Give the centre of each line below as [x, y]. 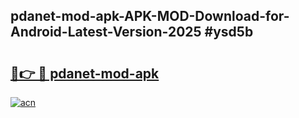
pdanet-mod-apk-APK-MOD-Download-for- [150, 16]
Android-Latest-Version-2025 [106, 32]
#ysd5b [229, 32]
